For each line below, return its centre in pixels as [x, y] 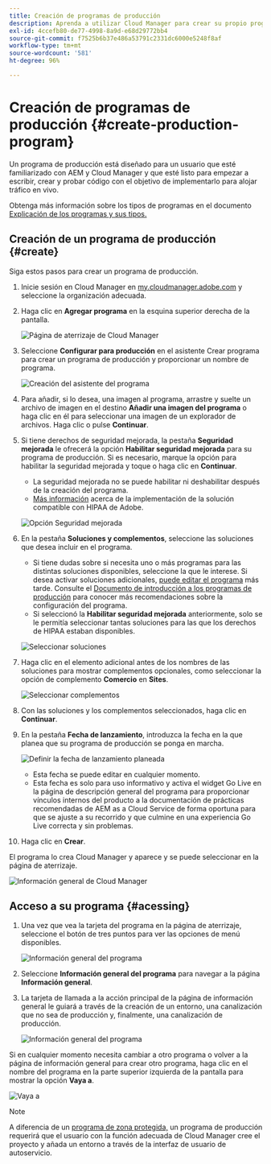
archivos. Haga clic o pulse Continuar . [85, 424]
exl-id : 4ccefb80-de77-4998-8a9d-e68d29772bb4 [88, 31]
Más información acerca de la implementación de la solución [133, 498]
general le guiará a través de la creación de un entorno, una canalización [142, 1006]
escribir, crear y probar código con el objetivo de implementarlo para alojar [133, 181]
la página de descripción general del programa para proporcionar [141, 791]
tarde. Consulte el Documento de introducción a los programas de [142, 588]
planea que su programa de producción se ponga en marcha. [122, 743]
